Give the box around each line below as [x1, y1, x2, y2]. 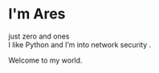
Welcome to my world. [8, 55, 83, 65]
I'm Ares [8, 5, 66, 23]
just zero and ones [8, 31, 70, 41]
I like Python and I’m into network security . [8, 39, 152, 49]
